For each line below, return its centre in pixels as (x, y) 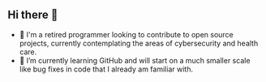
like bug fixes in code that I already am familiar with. (106, 69)
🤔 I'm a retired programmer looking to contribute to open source (127, 34)
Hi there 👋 (33, 15)
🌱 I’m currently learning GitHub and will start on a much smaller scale (135, 60)
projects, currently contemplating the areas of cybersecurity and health (139, 43)
